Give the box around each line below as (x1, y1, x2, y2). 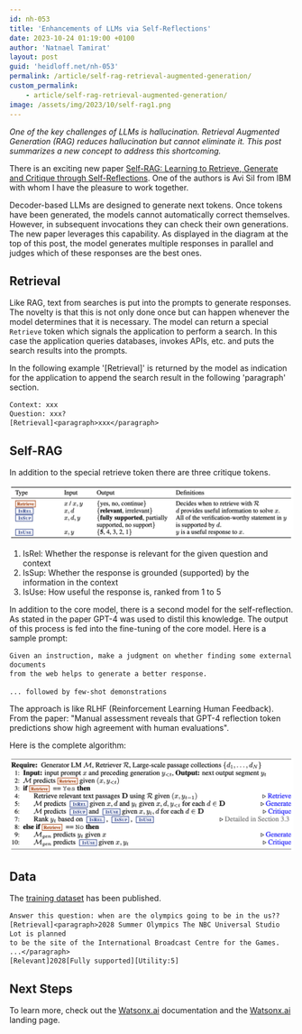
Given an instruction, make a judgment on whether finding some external (9, 651, 293, 660)
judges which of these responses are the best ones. (9, 247, 203, 258)
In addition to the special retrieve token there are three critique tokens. (9, 467, 271, 478)
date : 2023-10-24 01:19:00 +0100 (9, 33, 135, 42)
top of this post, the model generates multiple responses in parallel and (9, 237, 274, 248)
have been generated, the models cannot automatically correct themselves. (9, 208, 290, 220)
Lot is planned (9, 929, 67, 938)
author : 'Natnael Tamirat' (9, 43, 111, 52)
